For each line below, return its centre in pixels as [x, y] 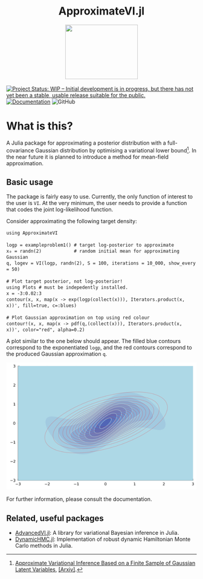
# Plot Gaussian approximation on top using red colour [78, 318]
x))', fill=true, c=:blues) [42, 306]
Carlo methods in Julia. [44, 546]
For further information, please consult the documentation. [79, 499]
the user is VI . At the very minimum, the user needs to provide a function [97, 203]
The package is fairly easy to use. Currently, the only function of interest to [100, 197]
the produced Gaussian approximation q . [57, 354]
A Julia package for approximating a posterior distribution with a [86, 143]
